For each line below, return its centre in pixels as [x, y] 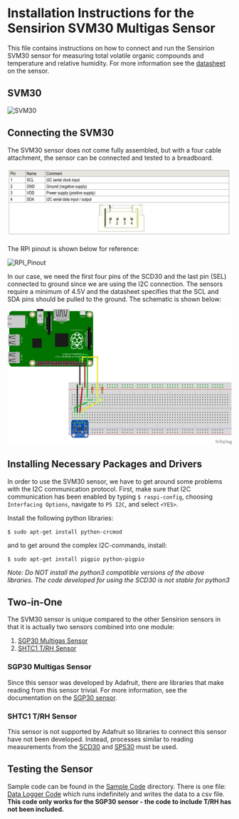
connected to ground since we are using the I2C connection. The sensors [115, 284]
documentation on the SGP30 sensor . [62, 698]
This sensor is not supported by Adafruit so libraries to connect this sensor [117, 731]
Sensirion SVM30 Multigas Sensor [111, 28]
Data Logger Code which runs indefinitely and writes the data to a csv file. [116, 794]
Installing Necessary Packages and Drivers [105, 464]
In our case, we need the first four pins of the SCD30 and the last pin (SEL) [117, 277]
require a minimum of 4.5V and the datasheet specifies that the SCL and [113, 292]
